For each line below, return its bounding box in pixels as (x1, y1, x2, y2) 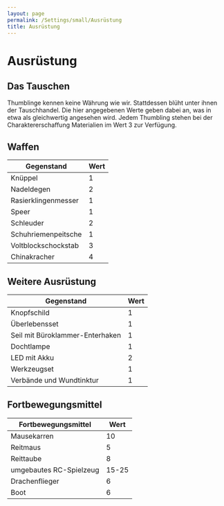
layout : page (7, 10, 45, 17)
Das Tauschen (7, 80, 71, 92)
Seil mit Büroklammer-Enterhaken (10, 331, 122, 340)
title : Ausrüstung (7, 23, 60, 30)
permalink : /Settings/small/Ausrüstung (7, 17, 122, 24)
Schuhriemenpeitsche (10, 229, 82, 239)
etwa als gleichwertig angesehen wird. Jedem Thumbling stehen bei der (7, 114, 213, 122)
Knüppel (10, 173, 38, 183)
